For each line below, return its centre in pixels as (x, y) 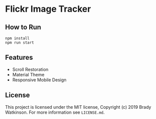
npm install (17, 38)
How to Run (23, 27)
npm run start (20, 43)
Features (19, 58)
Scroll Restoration (30, 69)
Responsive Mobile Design (39, 80)
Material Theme (28, 74)
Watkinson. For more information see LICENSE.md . (55, 112)
